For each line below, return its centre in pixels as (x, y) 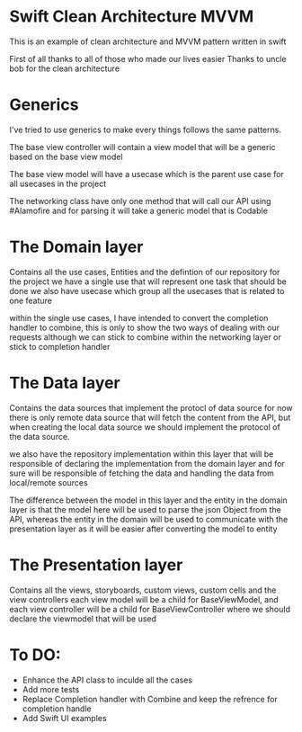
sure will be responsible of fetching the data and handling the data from (142, 473)
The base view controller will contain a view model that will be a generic (142, 147)
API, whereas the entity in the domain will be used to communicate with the (149, 519)
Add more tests (51, 689)
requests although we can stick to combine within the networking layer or (145, 337)
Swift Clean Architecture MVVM (132, 17)
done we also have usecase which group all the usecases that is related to (147, 290)
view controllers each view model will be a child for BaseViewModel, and (144, 599)
